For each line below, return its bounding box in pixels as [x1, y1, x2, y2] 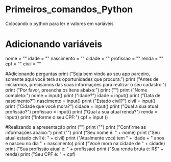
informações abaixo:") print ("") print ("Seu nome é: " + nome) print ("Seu [5, 129, 160, 135]
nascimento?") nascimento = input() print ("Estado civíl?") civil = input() [5, 98, 156, 104]
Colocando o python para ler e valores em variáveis [5, 20, 114, 27]
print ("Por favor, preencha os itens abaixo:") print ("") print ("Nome [5, 87, 148, 93]
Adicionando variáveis [5, 38, 103, 50]
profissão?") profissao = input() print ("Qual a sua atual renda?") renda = [5, 108, 158, 114]
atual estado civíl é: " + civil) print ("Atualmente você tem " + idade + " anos [5, 134, 164, 141]
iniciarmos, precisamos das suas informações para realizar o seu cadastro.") [5, 81, 167, 87]
